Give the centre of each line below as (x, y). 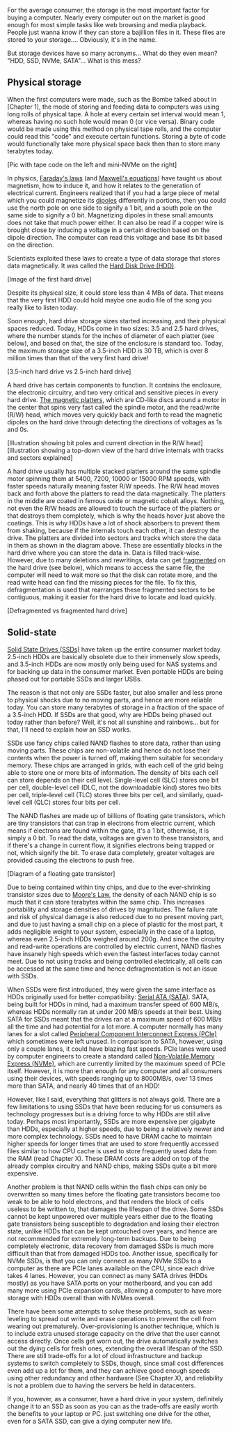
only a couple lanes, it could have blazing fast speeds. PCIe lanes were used (117, 1049)
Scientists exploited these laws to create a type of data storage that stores (114, 258)
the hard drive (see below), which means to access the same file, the (106, 567)
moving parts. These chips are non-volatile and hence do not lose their (109, 750)
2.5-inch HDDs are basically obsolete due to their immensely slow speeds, (114, 656)
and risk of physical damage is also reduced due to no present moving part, (115, 916)
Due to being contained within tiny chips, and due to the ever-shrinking (109, 887)
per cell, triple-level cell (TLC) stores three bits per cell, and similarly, (106, 794)
